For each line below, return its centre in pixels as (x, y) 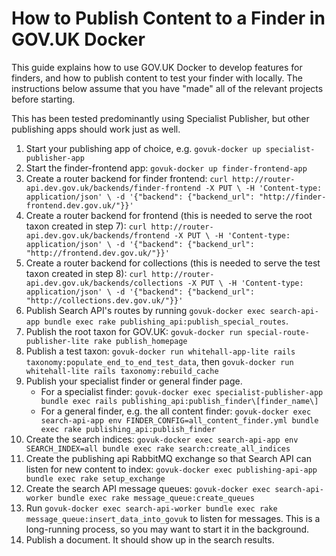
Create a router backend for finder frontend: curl (127, 178)
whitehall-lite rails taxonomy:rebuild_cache (122, 371)
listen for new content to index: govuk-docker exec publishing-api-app (171, 469)
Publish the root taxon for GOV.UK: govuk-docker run (134, 331)
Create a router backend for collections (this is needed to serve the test (173, 263)
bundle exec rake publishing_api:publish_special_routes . (166, 321)
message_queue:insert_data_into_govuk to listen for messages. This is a (173, 518)
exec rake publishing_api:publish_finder (128, 429)
